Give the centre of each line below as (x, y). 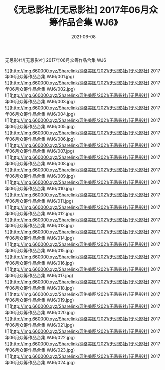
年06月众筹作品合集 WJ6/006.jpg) (40, 139)
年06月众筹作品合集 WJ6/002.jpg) (40, 89)
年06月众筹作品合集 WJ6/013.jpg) (40, 225)
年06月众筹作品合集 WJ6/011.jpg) (39, 201)
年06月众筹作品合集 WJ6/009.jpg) (40, 176)
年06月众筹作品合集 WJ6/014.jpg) (40, 238)
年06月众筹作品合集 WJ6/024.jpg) (40, 362)
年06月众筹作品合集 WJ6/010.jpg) (40, 188)
